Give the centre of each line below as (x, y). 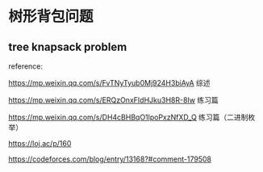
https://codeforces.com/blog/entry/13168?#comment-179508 (110, 159)
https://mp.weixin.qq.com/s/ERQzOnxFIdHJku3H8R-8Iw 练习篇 (114, 100)
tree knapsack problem (68, 46)
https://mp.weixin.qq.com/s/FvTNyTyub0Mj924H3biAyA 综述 (110, 83)
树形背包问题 (51, 17)
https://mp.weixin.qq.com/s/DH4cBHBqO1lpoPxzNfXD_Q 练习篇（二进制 (128, 117)
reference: (25, 66)
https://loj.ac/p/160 (40, 143)
